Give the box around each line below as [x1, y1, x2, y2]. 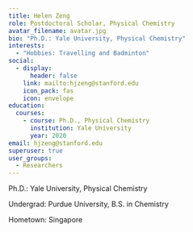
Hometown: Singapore [8, 215, 83, 225]
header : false [29, 72, 78, 80]
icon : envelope [23, 94, 74, 102]
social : [8, 57, 35, 65]
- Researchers [15, 162, 63, 170]
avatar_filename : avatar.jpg [8, 27, 107, 35]
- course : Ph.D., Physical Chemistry [23, 117, 150, 125]
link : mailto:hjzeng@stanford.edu [23, 79, 139, 87]
